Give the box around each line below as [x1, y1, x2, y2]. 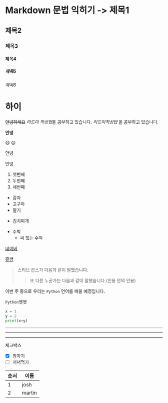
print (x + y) [5, 318, 28, 323]
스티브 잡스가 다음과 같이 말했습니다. [17, 267, 88, 273]
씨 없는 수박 [19, 235, 43, 241]
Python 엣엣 [5, 299, 27, 305]
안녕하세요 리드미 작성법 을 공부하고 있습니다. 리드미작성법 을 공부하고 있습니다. [5, 119, 159, 125]
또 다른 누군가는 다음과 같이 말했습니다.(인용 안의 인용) [29, 277, 136, 283]
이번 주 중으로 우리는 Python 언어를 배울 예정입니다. [5, 288, 105, 294]
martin [21, 389, 37, 396]
